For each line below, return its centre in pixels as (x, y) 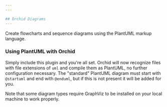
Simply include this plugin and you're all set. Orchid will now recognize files (83, 62)
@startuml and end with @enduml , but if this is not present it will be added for (83, 78)
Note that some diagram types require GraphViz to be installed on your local (84, 93)
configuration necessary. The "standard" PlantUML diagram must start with (83, 73)
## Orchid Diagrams (26, 19)
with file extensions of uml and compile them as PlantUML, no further (76, 68)
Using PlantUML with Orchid (40, 52)
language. (16, 39)
